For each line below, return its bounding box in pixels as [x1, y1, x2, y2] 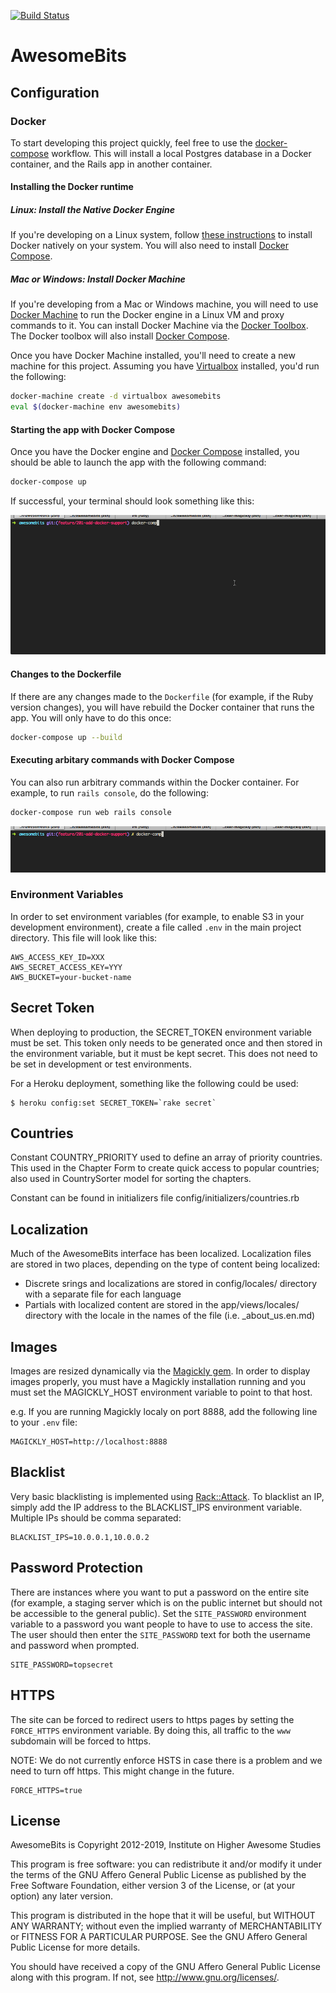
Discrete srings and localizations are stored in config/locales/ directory [24, 1278, 318, 1290]
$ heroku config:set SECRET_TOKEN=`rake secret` [10, 1098, 217, 1108]
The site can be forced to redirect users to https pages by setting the [10, 1713, 295, 1725]
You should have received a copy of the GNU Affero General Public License [10, 1961, 321, 1973]
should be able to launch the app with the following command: [10, 456, 267, 469]
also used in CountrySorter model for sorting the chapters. [10, 1173, 252, 1185]
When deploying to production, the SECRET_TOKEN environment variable [10, 1026, 312, 1038]
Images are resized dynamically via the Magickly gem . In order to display [10, 1365, 311, 1377]
